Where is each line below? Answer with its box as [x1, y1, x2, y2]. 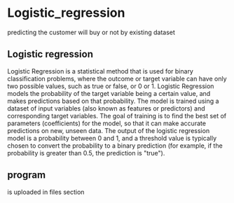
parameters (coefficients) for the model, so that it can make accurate [7, 119, 207, 127]
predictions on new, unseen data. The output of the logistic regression [7, 126, 210, 134]
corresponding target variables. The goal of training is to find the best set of [7, 111, 226, 120]
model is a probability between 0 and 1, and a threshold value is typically [7, 134, 217, 142]
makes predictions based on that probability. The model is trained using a [7, 97, 219, 105]
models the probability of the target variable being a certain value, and [7, 89, 211, 97]
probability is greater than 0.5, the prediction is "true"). [7, 148, 165, 157]
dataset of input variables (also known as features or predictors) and [7, 104, 205, 113]
